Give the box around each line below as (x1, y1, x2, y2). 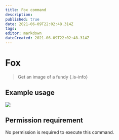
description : (5, 12, 33, 17)
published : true (5, 17, 39, 22)
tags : (5, 26, 17, 31)
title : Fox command (5, 7, 47, 13)
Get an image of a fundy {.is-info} (17, 74, 88, 80)
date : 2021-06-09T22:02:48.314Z (5, 21, 73, 27)
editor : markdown (5, 31, 42, 36)
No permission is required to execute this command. (5, 129, 114, 135)
